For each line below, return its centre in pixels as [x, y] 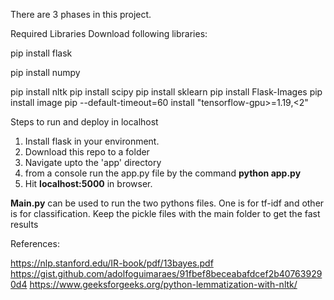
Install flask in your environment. [92, 141]
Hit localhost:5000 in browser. [88, 183]
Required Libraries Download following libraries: [109, 33]
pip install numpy [45, 72]
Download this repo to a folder [87, 152]
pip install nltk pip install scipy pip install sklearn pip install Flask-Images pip [166, 92]
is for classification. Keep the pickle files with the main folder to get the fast [165, 213]
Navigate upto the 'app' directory [93, 162]
